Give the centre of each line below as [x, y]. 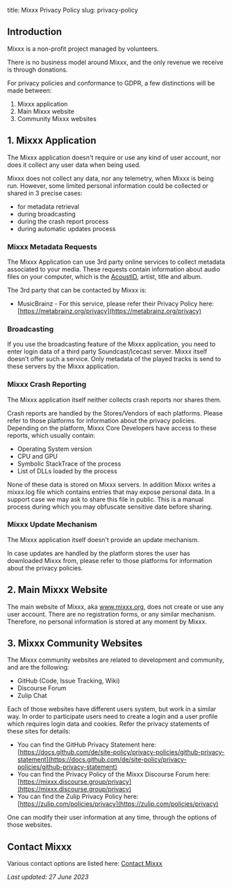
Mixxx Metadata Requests [52, 246]
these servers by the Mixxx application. [64, 366]
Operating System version [55, 449]
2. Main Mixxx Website [57, 590]
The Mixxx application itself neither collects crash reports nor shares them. [115, 399]
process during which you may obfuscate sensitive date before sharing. [110, 507]
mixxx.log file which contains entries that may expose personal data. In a [111, 492]
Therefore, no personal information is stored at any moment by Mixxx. [107, 621]
